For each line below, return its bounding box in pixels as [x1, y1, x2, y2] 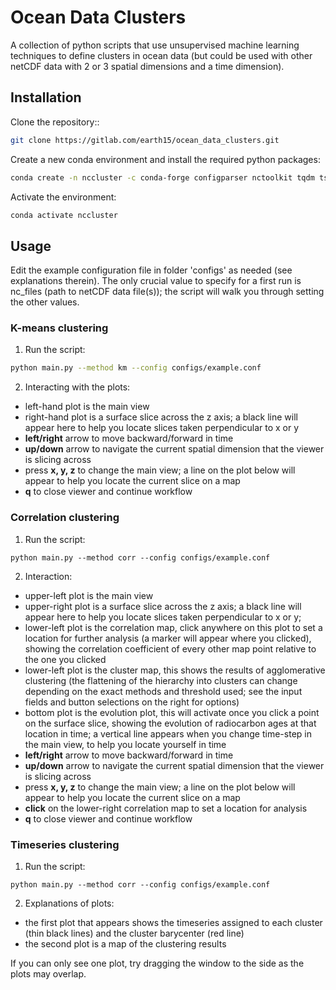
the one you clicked [24, 653, 107, 665]
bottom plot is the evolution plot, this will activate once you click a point [24, 706, 320, 718]
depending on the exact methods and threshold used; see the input [24, 685, 303, 697]
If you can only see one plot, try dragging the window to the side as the [10, 957, 305, 969]
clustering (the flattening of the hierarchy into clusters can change [24, 674, 298, 686]
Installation [10, 89, 82, 106]
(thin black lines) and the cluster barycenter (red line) [24, 927, 245, 939]
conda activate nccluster [10, 210, 118, 220]
